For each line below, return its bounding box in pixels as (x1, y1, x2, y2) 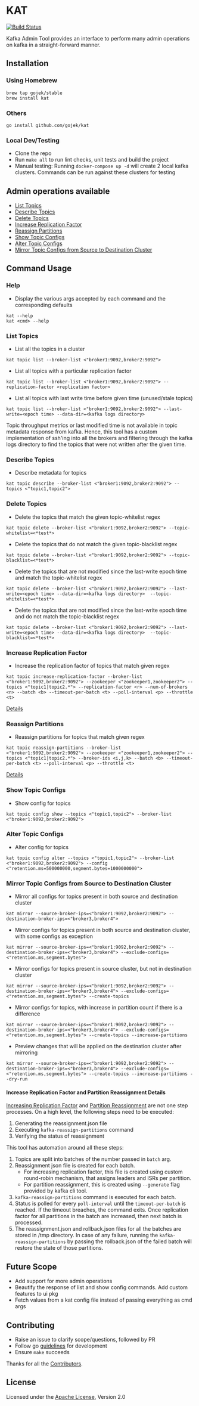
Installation (6, 58, 49, 69)
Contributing (6, 1320, 55, 1330)
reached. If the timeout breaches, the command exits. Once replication (14, 1206, 189, 1213)
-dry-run (6, 1076, 28, 1082)
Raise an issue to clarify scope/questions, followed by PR (14, 1336, 156, 1343)
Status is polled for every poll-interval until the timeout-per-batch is (14, 1200, 186, 1207)
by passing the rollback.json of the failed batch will (67, 1238, 192, 1245)
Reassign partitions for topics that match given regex (14, 733, 145, 741)
